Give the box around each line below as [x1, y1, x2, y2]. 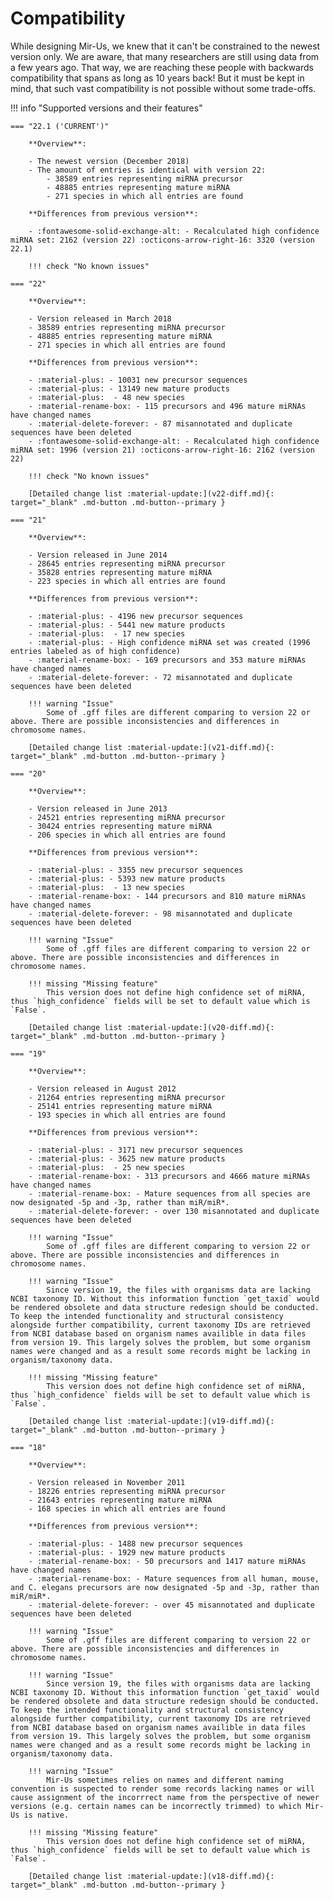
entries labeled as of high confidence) [10, 646, 182, 656]
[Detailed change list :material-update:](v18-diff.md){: [28, 1871, 275, 1881]
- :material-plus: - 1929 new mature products [28, 1547, 226, 1557]
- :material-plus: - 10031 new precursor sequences [28, 375, 248, 385]
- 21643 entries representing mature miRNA [28, 1495, 213, 1505]
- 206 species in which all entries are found [28, 830, 226, 840]
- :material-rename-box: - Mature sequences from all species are [28, 1188, 311, 1199]
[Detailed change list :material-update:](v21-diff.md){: [28, 742, 275, 752]
